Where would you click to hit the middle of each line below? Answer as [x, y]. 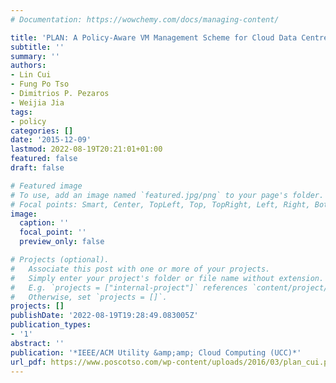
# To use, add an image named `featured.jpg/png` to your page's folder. [167, 195]
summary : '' [35, 56]
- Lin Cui [31, 75]
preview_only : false [62, 242]
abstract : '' [37, 343]
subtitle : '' [37, 47]
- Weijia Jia [37, 102]
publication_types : [51, 325]
